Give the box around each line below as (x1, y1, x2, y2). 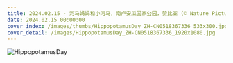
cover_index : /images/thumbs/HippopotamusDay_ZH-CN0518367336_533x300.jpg (7, 23, 228, 29)
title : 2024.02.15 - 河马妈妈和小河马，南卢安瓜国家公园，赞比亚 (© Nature (7, 10, 209, 17)
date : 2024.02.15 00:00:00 (7, 16, 85, 23)
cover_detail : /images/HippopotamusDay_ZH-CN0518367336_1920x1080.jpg (7, 29, 216, 36)
